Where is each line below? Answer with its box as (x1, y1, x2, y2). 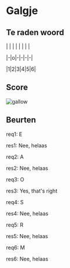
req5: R (6, 221, 24, 228)
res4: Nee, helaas (6, 209, 48, 217)
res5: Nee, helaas (6, 232, 48, 239)
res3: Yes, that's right (6, 187, 58, 194)
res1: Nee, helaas (6, 142, 48, 149)
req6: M (6, 244, 25, 251)
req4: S (6, 198, 24, 205)
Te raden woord (6, 28, 64, 37)
